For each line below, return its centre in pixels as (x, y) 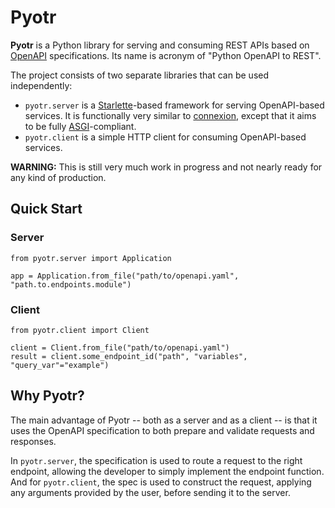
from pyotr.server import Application (91, 258)
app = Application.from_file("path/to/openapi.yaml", (125, 276)
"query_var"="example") (60, 365)
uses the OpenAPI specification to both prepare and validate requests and (162, 430)
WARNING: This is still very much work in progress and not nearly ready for (166, 167)
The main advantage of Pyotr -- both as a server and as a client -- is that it (164, 420)
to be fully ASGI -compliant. (80, 126)
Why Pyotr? (47, 396)
